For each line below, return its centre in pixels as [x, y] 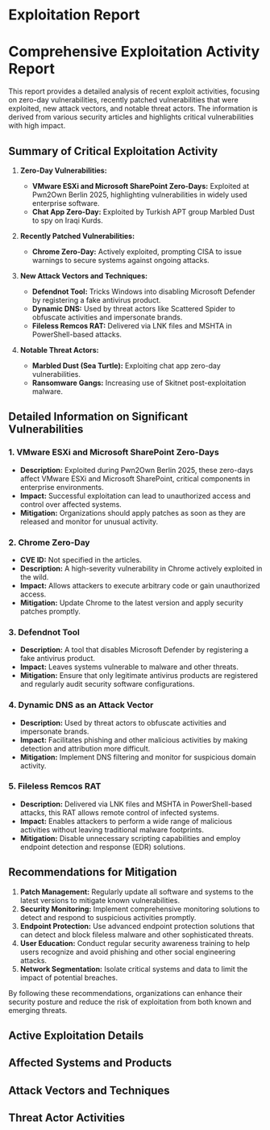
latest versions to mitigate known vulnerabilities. [100, 900]
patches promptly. [50, 611]
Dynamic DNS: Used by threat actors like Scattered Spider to [133, 308]
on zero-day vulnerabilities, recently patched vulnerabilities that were [124, 100]
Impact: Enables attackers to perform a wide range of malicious [126, 821]
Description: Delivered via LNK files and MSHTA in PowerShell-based [136, 804]
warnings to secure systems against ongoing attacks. [120, 260]
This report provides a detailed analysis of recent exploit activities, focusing [134, 91]
